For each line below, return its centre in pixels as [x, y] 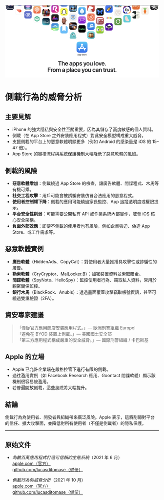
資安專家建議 [24, 315]
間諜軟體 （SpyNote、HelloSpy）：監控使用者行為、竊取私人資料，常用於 [84, 280]
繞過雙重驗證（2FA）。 [34, 298]
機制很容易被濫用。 [31, 381]
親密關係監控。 [27, 286]
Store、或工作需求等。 [35, 232]
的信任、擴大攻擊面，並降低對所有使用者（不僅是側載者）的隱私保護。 [76, 423]
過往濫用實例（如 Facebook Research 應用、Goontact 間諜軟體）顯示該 [84, 376]
